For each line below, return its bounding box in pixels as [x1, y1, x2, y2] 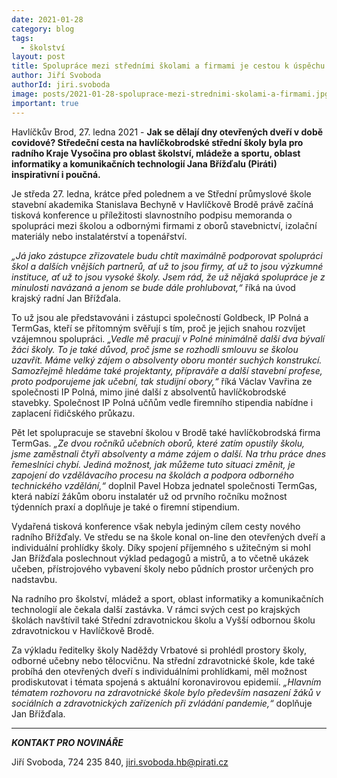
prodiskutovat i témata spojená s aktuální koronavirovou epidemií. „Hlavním [11, 676, 322, 688]
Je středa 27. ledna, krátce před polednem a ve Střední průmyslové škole [11, 187, 312, 200]
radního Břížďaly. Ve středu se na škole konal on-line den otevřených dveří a [11, 531, 326, 543]
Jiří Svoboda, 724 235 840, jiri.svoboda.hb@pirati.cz [11, 756, 229, 768]
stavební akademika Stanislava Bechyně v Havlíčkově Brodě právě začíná [11, 198, 314, 210]
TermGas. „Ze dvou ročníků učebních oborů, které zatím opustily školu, [11, 437, 306, 449]
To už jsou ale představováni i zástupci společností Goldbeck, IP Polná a [11, 311, 309, 323]
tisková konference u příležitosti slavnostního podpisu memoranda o [11, 209, 293, 221]
